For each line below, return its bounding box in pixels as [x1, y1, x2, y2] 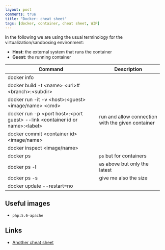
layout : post [5, 7, 32, 12]
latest [99, 167, 112, 174]
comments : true [5, 12, 36, 17]
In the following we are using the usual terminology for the [5, 34, 123, 40]
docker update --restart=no [7, 182, 73, 189]
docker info [7, 74, 34, 81]
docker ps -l [7, 164, 37, 171]
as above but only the [99, 160, 149, 167]
